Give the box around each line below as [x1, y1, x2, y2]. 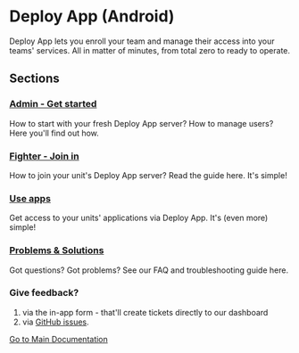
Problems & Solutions [9, 244, 104, 257]
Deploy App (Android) [9, 6, 175, 27]
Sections [9, 71, 60, 86]
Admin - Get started [9, 98, 97, 111]
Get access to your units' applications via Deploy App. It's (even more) [9, 212, 269, 224]
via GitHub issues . [21, 316, 89, 327]
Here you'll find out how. [9, 127, 100, 138]
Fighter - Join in [9, 150, 79, 162]
